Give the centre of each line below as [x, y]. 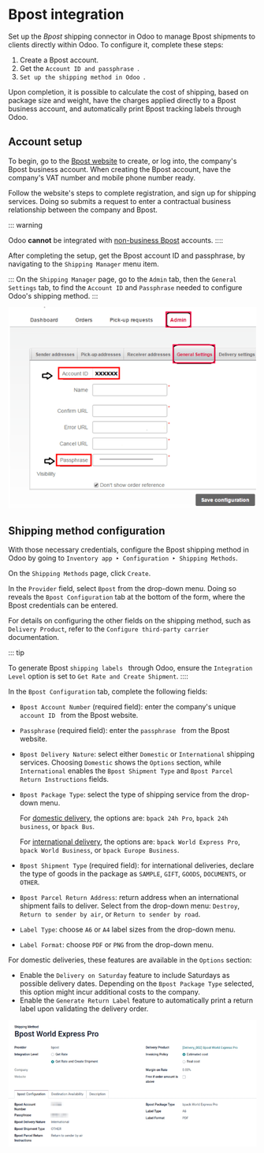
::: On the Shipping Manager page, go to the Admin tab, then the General [123, 279]
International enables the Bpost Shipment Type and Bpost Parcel [126, 771]
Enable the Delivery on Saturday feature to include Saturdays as [125, 975]
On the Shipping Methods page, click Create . [80, 573]
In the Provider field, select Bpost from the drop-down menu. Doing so [122, 588]
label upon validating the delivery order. [84, 1009]
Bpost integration [66, 15]
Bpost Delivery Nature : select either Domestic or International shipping [137, 754]
